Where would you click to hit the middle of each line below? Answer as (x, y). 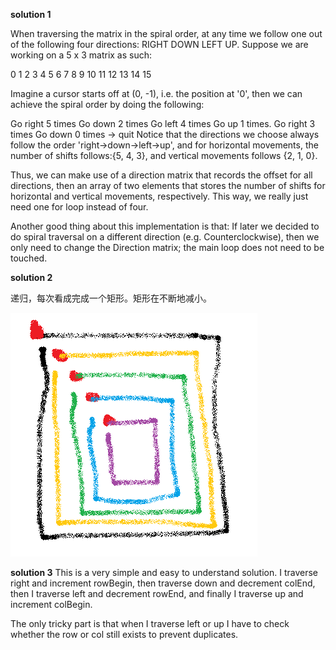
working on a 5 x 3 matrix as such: (81, 55)
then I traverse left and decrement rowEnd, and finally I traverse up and (157, 593)
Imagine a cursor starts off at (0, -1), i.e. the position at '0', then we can (156, 93)
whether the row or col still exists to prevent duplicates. (124, 634)
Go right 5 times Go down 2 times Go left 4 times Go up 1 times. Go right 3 (163, 123)
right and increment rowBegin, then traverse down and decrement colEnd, (163, 583)
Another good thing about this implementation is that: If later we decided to (165, 226)
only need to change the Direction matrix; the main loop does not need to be (167, 247)
